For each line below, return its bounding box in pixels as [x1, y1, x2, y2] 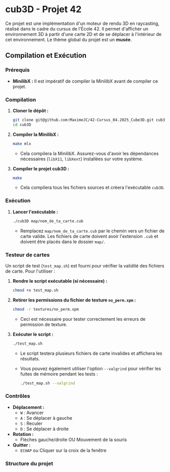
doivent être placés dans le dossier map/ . [20, 239, 106, 245]
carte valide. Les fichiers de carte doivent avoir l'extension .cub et [20, 233, 158, 239]
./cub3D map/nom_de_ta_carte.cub [12, 218, 84, 224]
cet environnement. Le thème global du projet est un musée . [5, 37, 132, 43]
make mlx [12, 141, 31, 146]
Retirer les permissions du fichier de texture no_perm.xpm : [12, 297, 136, 303]
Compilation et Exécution [5, 51, 87, 60]
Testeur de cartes [5, 251, 50, 258]
